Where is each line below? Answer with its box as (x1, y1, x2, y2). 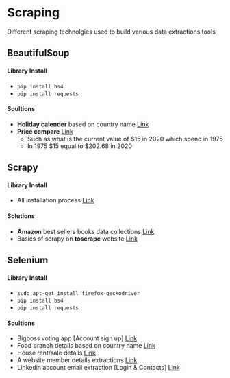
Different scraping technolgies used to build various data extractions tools (7, 27, 216, 36)
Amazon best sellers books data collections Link (16, 227, 155, 235)
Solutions (7, 211, 36, 220)
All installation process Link (16, 196, 94, 204)
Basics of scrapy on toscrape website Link (16, 235, 138, 243)
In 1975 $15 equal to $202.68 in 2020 (27, 142, 132, 150)
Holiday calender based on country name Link (16, 120, 149, 128)
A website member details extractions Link (16, 356, 138, 364)
